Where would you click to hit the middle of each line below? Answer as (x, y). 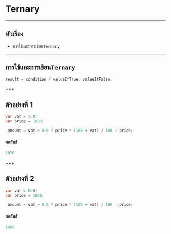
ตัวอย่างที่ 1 (19, 105)
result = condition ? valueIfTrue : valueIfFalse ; (59, 79)
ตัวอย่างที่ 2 (20, 179)
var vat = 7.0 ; (21, 117)
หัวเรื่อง (15, 34)
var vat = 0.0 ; (21, 191)
